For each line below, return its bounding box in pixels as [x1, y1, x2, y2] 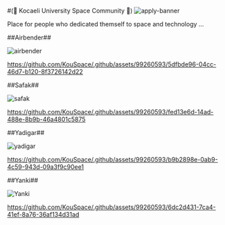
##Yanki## [7, 177, 39, 184]
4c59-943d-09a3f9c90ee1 [7, 163, 84, 171]
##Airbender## [7, 33, 52, 42]
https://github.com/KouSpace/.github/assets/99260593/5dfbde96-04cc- [7, 60, 217, 69]
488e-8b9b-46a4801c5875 [7, 115, 86, 123]
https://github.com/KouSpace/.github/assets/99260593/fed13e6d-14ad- [7, 108, 214, 116]
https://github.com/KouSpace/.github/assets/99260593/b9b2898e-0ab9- [7, 156, 218, 163]
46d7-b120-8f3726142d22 [7, 68, 83, 75]
